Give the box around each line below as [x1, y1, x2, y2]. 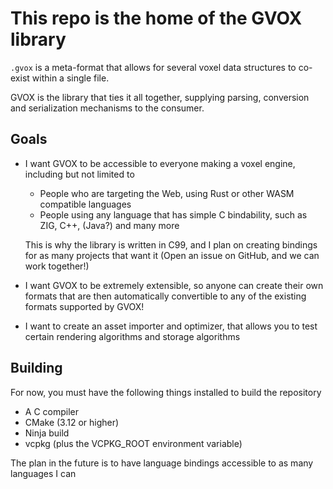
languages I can [10, 467, 77, 479]
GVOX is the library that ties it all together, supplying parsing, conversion [10, 91, 310, 103]
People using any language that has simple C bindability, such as [39, 208, 308, 221]
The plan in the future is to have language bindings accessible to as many [10, 457, 314, 469]
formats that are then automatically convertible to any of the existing [24, 290, 307, 302]
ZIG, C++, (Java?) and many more [39, 219, 180, 231]
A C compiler [24, 405, 79, 417]
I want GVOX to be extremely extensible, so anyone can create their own [24, 279, 324, 291]
